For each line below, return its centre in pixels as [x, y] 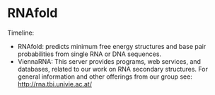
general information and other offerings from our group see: [105, 77]
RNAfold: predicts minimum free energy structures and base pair [112, 46]
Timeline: [21, 33]
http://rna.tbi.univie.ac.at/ [54, 84]
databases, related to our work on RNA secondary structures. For [113, 69]
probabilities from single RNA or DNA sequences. [89, 54]
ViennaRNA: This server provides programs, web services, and [109, 61]
